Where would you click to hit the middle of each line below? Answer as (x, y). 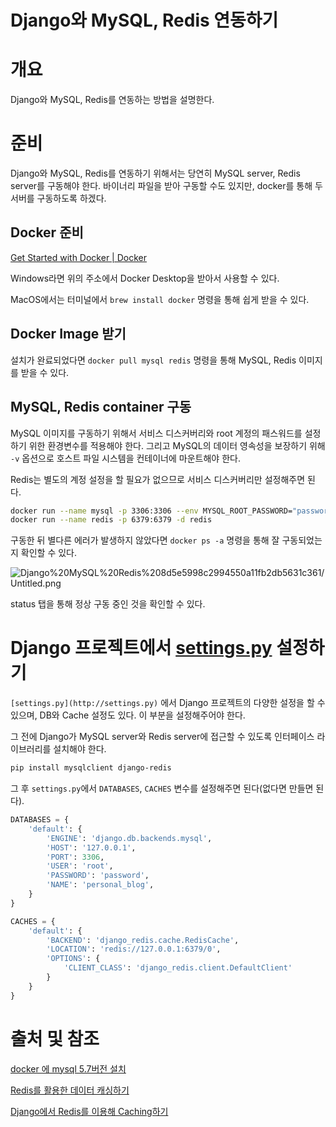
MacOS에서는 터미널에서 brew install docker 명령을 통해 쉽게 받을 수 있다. (160, 299)
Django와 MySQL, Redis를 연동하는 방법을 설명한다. (112, 100)
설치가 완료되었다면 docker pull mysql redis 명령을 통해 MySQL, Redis (153, 360)
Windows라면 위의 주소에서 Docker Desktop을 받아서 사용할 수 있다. (145, 278)
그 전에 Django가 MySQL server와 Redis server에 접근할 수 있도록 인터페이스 (162, 737)
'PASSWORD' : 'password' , (98, 876)
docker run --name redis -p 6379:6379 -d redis (111, 520)
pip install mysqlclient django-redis (91, 768)
